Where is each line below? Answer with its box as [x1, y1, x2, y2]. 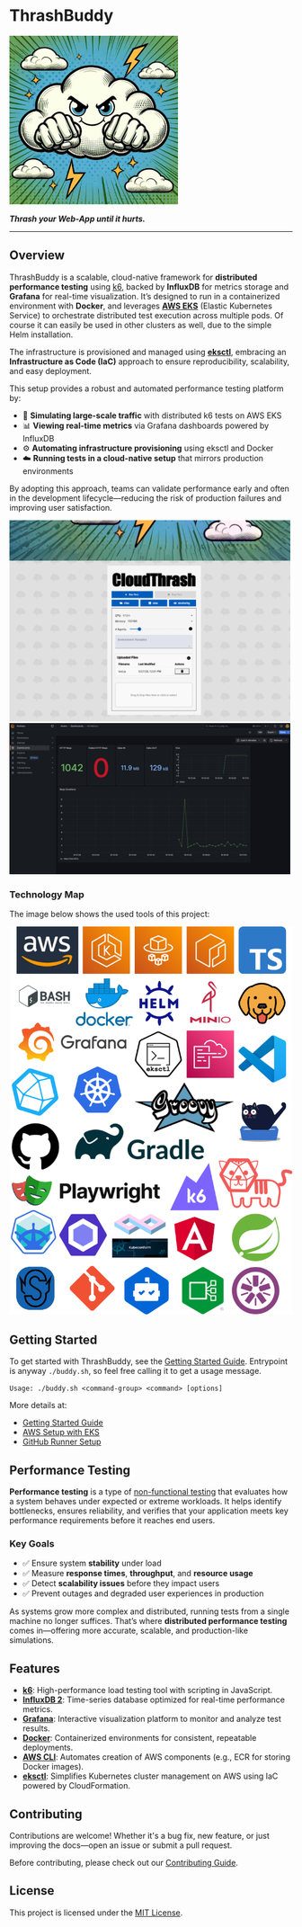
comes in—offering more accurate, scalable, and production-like [9, 1625, 249, 1637]
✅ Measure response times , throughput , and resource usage [22, 1568, 253, 1579]
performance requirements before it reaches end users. [9, 1515, 216, 1526]
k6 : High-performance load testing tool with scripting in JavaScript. [22, 1685, 273, 1696]
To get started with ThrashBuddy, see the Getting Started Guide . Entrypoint [9, 1356, 289, 1367]
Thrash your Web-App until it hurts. [9, 213, 146, 224]
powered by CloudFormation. [22, 1780, 130, 1791]
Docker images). [22, 1762, 84, 1772]
